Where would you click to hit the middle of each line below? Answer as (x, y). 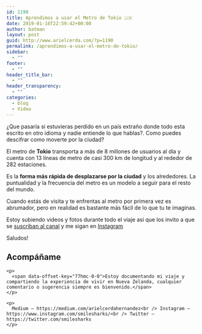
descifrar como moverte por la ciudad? (55, 139)
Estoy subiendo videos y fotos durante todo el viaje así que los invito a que (100, 219)
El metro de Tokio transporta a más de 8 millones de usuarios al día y (94, 151)
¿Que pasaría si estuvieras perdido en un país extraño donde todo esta (96, 126)
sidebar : (17, 52)
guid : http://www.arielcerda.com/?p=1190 (60, 40)
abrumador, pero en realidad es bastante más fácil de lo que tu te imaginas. (102, 207)
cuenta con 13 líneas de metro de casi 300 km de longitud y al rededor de (99, 158)
